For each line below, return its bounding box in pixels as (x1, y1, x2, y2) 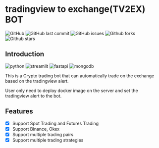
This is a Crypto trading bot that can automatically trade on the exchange (5, 73, 155, 79)
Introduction (5, 50, 45, 58)
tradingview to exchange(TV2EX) (5, 3, 146, 15)
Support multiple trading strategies (12, 137, 84, 143)
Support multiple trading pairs (12, 131, 73, 137)
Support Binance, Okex (12, 126, 60, 132)
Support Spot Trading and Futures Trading (12, 120, 99, 126)
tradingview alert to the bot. (5, 93, 62, 99)
